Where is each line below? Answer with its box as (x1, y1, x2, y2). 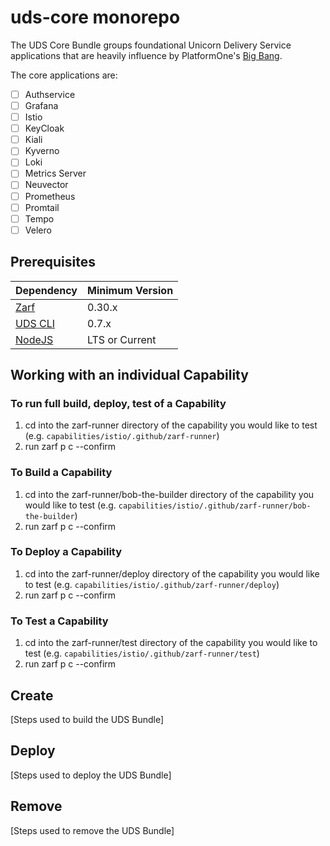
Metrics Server (24, 167, 87, 180)
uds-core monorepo (10, 6, 181, 29)
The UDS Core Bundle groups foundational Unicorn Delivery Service (10, 39, 292, 51)
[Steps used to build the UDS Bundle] (10, 713, 165, 725)
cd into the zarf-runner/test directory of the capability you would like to (24, 637, 318, 649)
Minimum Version (87, 283, 174, 297)
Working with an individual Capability (10, 366, 249, 383)
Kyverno (24, 145, 60, 157)
